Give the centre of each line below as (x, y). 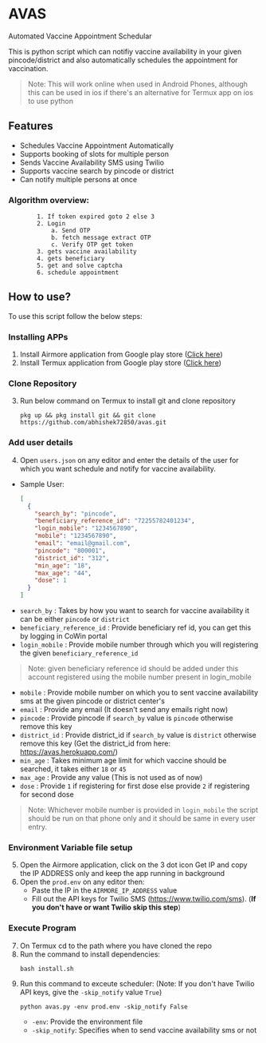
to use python (51, 101)
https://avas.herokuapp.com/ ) (68, 752)
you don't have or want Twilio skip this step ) (106, 907)
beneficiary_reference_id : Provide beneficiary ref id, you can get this (135, 627)
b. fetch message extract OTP (101, 238)
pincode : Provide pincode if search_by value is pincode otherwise (126, 718)
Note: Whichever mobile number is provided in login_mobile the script (143, 810)
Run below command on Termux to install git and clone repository (128, 401)
